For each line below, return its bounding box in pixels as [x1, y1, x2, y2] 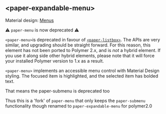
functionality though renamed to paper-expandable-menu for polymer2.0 [5, 102, 152, 109]
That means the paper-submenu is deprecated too [5, 87, 110, 94]
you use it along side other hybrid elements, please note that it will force [5, 52, 155, 58]
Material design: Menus [5, 17, 54, 23]
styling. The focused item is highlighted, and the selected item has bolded [5, 72, 158, 79]
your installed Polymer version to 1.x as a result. [5, 57, 104, 64]
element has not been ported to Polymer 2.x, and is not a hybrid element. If [5, 47, 161, 53]
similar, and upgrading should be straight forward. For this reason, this [5, 42, 151, 48]
